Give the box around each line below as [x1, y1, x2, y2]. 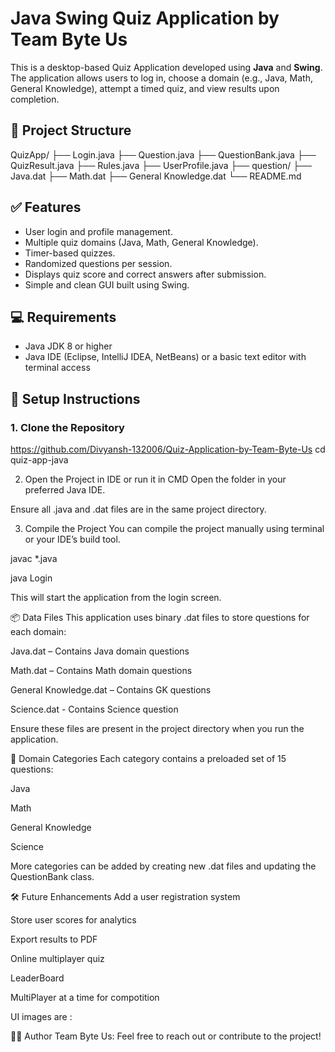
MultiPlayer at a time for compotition [10, 992, 160, 1004]
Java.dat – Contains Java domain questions [10, 645, 190, 657]
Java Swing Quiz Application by [10, 7, 280, 30]
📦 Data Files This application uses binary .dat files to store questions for [10, 612, 310, 624]
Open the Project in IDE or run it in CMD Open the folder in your [24, 473, 287, 486]
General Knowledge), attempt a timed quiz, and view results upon [10, 82, 280, 94]
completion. [10, 93, 60, 105]
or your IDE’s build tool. [24, 533, 121, 546]
